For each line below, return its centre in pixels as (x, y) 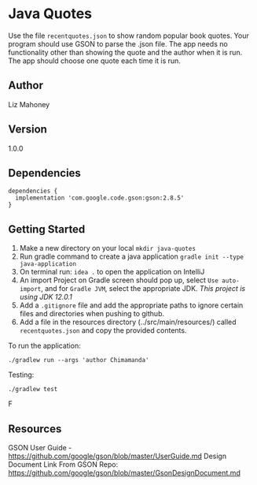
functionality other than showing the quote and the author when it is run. (125, 52)
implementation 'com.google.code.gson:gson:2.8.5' (100, 198)
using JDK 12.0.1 (46, 297)
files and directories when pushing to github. (92, 314)
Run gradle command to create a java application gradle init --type (131, 256)
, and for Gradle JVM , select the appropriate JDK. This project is (143, 289)
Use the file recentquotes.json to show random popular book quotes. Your (128, 35)
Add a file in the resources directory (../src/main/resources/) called (128, 322)
